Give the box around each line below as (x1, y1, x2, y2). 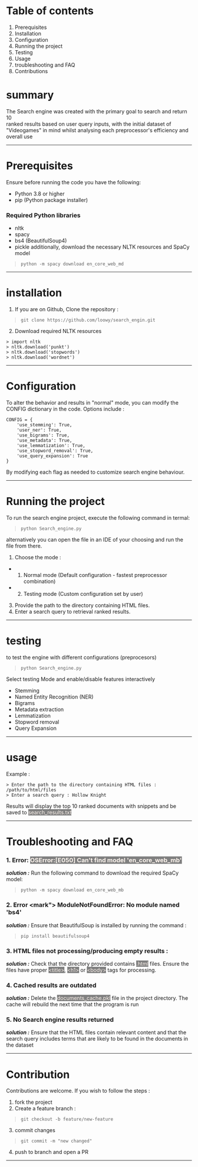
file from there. (6, 542, 42, 549)
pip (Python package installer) (14, 196, 88, 203)
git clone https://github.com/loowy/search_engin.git (20, 317, 156, 323)
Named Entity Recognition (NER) (14, 693, 94, 700)
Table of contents (6, 4, 94, 18)
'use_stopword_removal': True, (16, 448, 94, 454)
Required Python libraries (6, 211, 81, 219)
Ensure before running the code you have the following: (6, 178, 141, 185)
